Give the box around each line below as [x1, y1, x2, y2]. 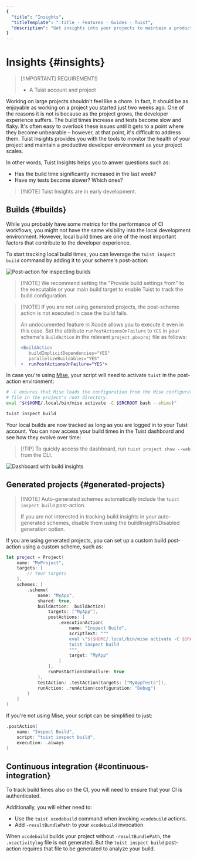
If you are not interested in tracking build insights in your [20, 513, 157, 520]
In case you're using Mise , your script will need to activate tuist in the [6, 372, 176, 379]
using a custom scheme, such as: [22, 543, 104, 550]
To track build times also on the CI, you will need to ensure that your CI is [6, 786, 183, 793]
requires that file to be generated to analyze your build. [22, 845, 155, 852]
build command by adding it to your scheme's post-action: [6, 256, 148, 264]
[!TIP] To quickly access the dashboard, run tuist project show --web [20, 445, 191, 452]
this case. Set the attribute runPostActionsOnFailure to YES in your [20, 327, 180, 334]
